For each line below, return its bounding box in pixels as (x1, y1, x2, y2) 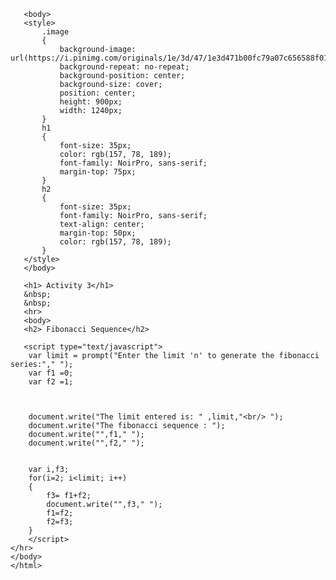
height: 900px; (59, 97, 123, 107)
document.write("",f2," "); (28, 438, 145, 448)
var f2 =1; (28, 377, 74, 387)
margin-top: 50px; (59, 228, 137, 238)
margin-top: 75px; (59, 167, 137, 177)
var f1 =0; (28, 368, 74, 378)
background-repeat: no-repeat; (59, 62, 190, 72)
